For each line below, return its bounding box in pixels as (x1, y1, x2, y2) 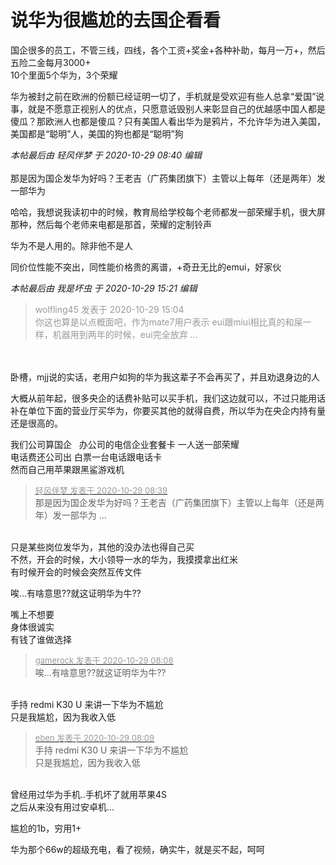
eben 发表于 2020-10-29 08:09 (34, 732, 155, 743)
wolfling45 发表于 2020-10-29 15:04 (34, 303, 185, 315)
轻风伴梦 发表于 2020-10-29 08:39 (34, 484, 168, 496)
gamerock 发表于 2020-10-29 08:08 (34, 654, 174, 666)
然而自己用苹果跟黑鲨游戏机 (10, 463, 125, 475)
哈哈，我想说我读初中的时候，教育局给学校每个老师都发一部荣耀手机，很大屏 (10, 206, 326, 218)
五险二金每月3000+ (10, 56, 92, 68)
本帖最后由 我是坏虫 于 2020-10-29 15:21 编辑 (10, 282, 198, 294)
